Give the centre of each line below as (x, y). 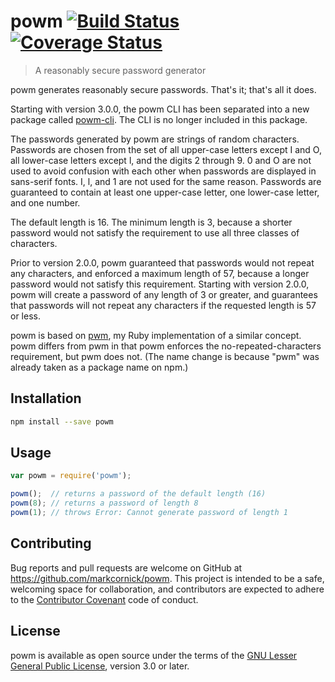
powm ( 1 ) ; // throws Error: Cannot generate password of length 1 (149, 513)
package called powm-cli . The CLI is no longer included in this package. (159, 119)
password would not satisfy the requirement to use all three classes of (155, 232)
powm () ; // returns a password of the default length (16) (138, 494)
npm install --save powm (62, 421)
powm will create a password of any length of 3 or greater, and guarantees (164, 294)
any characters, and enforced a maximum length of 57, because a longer (160, 273)
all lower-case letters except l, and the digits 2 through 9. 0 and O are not (161, 160)
